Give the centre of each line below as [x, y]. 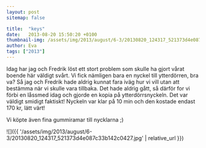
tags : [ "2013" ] [26, 52]
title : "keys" [26, 29]
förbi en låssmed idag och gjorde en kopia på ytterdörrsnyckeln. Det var [97, 95]
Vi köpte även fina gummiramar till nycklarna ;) [65, 119]
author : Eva [21, 46]
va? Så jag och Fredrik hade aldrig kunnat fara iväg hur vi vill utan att [93, 82]
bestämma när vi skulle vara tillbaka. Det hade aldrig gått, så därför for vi [98, 88]
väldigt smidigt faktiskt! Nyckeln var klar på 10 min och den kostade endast [101, 101]
